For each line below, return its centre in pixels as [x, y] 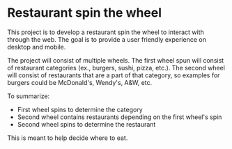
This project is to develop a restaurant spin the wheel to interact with [106, 32]
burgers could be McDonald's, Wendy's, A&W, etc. [80, 82]
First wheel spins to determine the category [80, 109]
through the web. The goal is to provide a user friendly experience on [107, 39]
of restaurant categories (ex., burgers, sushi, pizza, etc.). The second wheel [116, 68]
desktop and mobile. [37, 47]
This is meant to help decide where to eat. [68, 138]
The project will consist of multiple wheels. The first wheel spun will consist [116, 60]
